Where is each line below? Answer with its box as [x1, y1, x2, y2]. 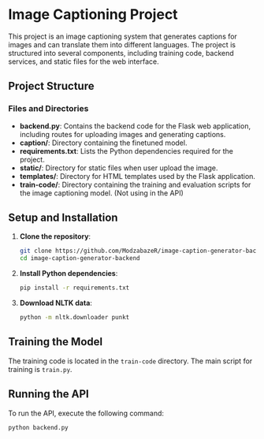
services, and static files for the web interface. [8, 57, 159, 66]
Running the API [8, 388, 89, 401]
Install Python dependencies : [19, 269, 118, 278]
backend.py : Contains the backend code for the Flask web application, [19, 121, 251, 131]
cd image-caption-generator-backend [19, 255, 140, 262]
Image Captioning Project [8, 6, 179, 24]
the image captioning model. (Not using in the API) [19, 188, 184, 198]
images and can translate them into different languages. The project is [8, 39, 236, 49]
